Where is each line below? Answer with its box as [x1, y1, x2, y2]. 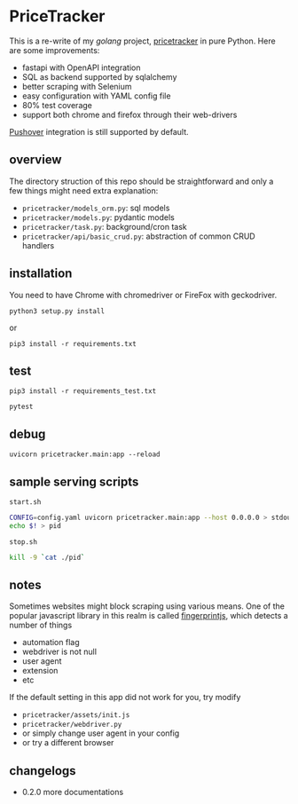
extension [21, 666, 59, 676]
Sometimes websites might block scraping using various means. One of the [9, 601, 286, 611]
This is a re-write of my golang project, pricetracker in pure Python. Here [9, 35, 277, 46]
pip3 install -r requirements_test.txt [9, 387, 157, 396]
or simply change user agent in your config [21, 728, 180, 738]
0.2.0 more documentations [21, 787, 124, 798]
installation [9, 266, 73, 281]
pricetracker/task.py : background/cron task [21, 221, 188, 232]
